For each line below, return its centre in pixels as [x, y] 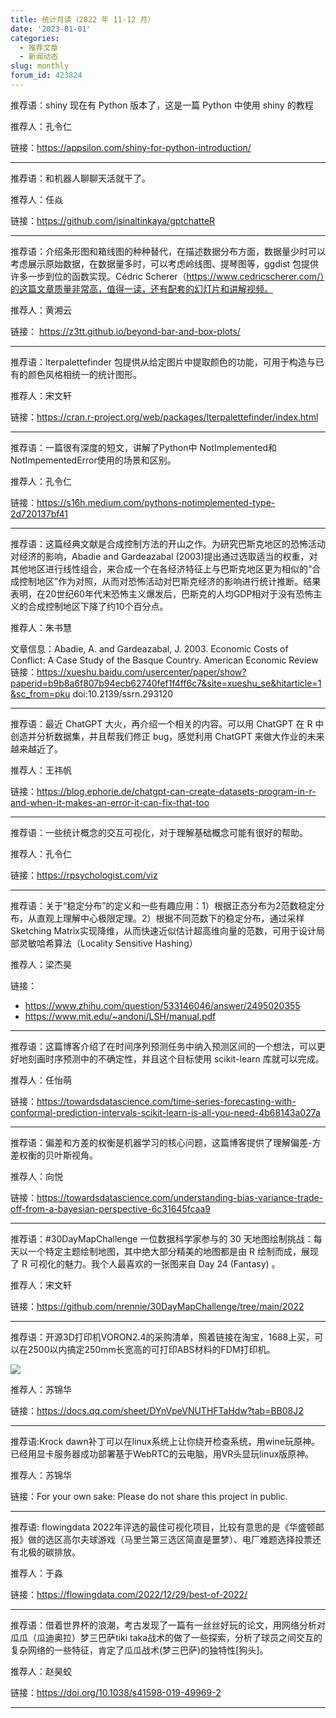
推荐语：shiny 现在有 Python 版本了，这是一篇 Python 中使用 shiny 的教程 [162, 105]
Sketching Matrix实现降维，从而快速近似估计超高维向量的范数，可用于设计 [163, 930]
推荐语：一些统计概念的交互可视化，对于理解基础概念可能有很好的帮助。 [159, 832]
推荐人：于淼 [36, 1573]
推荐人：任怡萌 [41, 1080]
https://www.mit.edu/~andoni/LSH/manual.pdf [120, 1016]
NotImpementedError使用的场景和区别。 [93, 460]
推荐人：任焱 [36, 199]
